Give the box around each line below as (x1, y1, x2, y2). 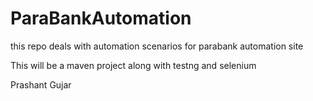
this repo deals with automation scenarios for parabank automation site (10, 40, 304, 52)
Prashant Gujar (10, 78, 72, 91)
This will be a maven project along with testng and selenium (10, 59, 257, 71)
